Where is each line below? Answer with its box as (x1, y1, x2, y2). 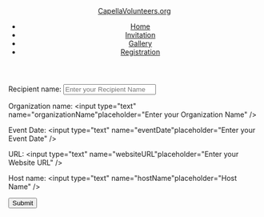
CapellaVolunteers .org (98, 6, 171, 15)
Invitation (125, 30, 156, 39)
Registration (120, 47, 161, 57)
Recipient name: (8, 84, 62, 94)
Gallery (128, 38, 153, 48)
